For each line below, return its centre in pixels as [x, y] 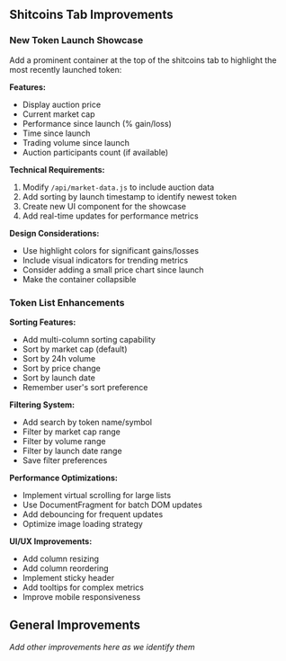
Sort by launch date [59, 378]
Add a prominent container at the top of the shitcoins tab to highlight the [143, 60]
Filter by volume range [64, 441]
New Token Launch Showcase [76, 40]
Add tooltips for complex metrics [83, 587]
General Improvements [75, 625]
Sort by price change [61, 368]
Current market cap [59, 114]
